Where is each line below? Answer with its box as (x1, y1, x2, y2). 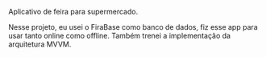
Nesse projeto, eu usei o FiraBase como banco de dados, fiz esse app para (8, 22, 258, 31)
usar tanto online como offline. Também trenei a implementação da (8, 31, 231, 40)
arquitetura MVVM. (8, 39, 72, 49)
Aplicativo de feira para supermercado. (8, 7, 139, 16)
